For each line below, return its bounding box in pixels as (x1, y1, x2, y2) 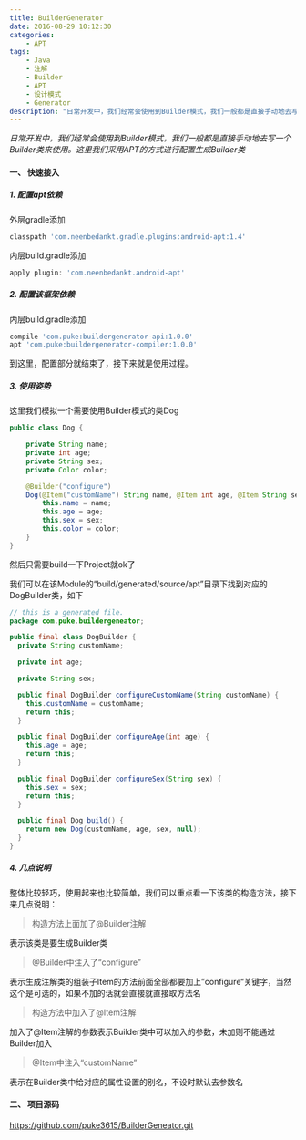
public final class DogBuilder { (9, 633, 137, 642)
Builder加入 (9, 1037, 53, 1049)
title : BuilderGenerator (9, 13, 104, 23)
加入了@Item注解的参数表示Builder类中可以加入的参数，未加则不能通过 (9, 1026, 276, 1037)
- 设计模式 (25, 89, 62, 98)
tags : (9, 47, 30, 57)
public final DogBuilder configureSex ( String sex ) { (17, 774, 222, 783)
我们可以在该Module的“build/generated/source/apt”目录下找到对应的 (9, 578, 268, 589)
